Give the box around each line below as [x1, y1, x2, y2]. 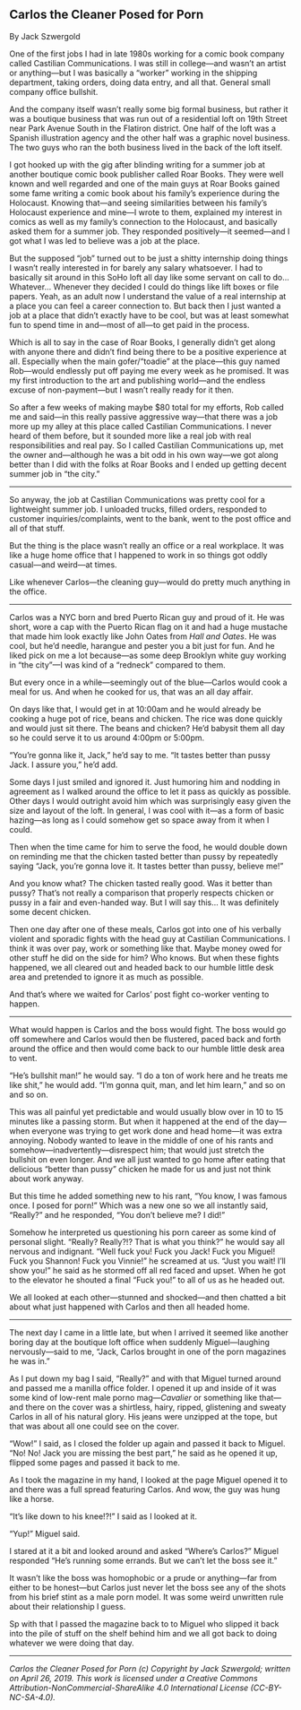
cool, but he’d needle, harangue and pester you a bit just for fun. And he [9, 640, 275, 651]
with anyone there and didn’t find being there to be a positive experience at [9, 346, 287, 357]
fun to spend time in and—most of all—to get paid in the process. [9, 319, 250, 330]
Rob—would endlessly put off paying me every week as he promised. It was [9, 365, 289, 376]
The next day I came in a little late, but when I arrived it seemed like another [9, 1326, 288, 1338]
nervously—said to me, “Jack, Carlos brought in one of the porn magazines [9, 1346, 287, 1357]
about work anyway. [9, 1173, 84, 1184]
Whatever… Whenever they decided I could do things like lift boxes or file [9, 281, 279, 292]
